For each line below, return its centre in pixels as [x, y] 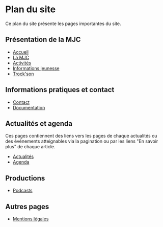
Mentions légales [31, 219]
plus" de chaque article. [30, 147]
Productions [25, 178]
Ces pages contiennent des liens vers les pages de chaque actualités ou [81, 136]
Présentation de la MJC [43, 40]
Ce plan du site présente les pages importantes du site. [63, 24]
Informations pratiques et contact [60, 90]
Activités [22, 63]
